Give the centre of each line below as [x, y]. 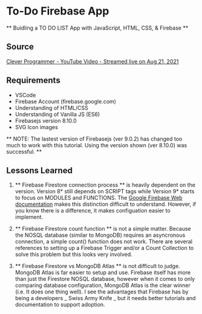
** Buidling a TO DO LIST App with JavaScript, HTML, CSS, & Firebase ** [97, 28]
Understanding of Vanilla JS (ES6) [57, 114]
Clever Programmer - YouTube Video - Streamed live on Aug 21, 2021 [93, 61]
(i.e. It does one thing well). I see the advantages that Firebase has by [102, 292]
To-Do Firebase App [58, 11]
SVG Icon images [37, 127]
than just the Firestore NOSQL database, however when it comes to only [105, 279]
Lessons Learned [39, 170]
